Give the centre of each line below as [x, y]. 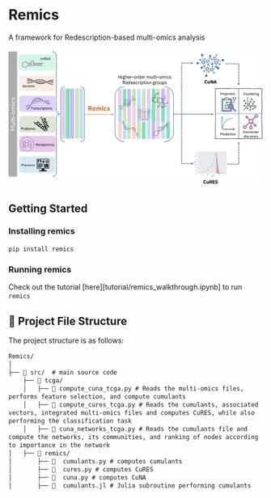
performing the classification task [70, 421]
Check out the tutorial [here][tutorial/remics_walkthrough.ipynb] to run [125, 287]
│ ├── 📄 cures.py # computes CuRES [81, 469]
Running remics [40, 269]
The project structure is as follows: [66, 340]
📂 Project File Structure [68, 321]
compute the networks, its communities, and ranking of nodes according [133, 437]
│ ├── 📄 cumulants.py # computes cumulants [95, 461]
